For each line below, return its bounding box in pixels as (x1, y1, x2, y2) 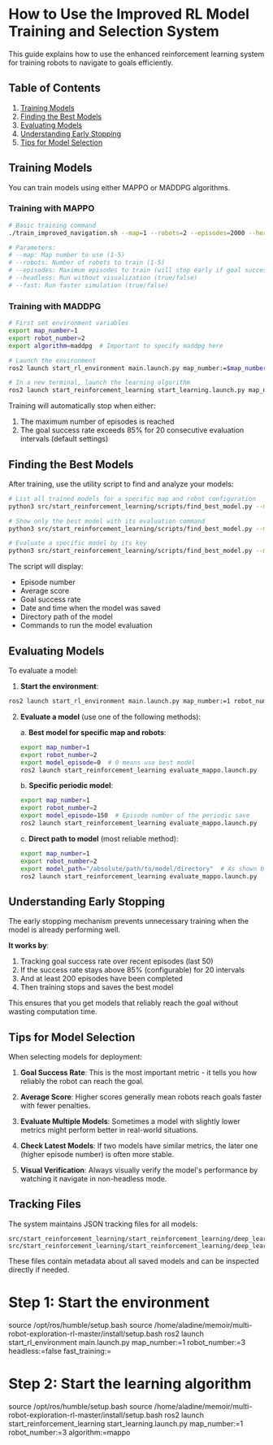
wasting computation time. (8, 1007, 97, 1016)
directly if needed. (8, 1264, 70, 1274)
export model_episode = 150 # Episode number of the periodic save (19, 812, 250, 820)
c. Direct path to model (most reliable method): (19, 833, 179, 843)
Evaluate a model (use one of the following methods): (19, 712, 201, 721)
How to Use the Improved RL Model (8, 5, 250, 24)
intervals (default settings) (19, 434, 109, 444)
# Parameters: (8, 243, 57, 252)
